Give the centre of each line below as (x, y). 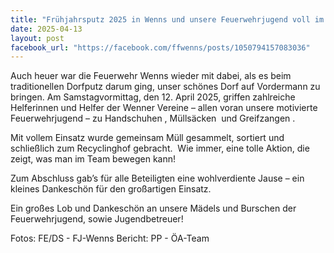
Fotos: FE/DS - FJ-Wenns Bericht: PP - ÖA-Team (110, 238)
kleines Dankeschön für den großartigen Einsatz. (111, 189)
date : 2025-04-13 (46, 29)
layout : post (37, 38)
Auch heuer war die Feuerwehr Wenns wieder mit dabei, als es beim (151, 76)
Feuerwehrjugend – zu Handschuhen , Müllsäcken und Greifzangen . (153, 118)
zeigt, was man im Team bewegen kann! (93, 159)
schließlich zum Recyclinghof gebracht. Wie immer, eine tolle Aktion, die (160, 148)
